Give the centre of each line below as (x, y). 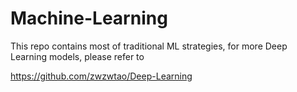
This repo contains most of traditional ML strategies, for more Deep (149, 46)
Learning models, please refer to (77, 56)
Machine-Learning (89, 18)
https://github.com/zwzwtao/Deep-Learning (101, 76)
